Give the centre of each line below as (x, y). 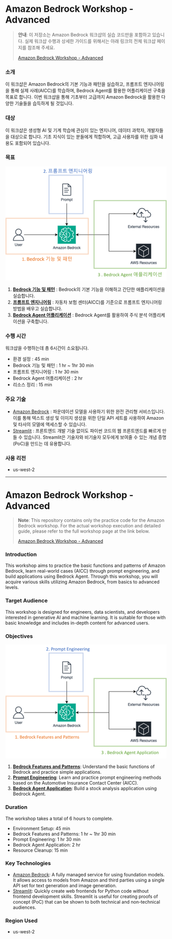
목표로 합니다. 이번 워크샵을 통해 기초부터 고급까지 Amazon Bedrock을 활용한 (83, 97)
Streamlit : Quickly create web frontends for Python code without (81, 891)
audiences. (24, 907)
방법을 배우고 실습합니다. (37, 309)
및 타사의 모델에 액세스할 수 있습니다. (50, 424)
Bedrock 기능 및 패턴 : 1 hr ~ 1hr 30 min (53, 365)
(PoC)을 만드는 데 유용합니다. (42, 443)
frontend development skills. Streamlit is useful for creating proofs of (85, 896)
